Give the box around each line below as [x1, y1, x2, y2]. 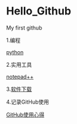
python [6, 48, 24, 55]
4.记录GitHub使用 [6, 98, 50, 105]
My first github [6, 24, 42, 31]
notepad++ [6, 73, 34, 80]
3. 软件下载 [6, 85, 32, 93]
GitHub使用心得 [6, 111, 45, 118]
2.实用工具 [6, 61, 32, 68]
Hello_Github [6, 4, 72, 18]
